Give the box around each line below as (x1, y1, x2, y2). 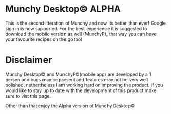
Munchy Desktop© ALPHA (5, 3, 121, 15)
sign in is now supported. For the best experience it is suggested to (5, 25, 147, 31)
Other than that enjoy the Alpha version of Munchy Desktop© (5, 103, 135, 109)
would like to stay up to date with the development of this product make (5, 87, 157, 94)
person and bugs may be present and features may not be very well (5, 76, 148, 82)
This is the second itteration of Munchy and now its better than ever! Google (5, 20, 166, 26)
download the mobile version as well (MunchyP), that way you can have (5, 31, 157, 37)
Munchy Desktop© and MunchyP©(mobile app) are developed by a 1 (5, 71, 152, 77)
